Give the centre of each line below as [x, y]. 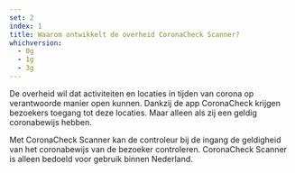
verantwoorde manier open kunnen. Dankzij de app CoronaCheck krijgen [145, 103]
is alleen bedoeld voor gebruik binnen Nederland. [101, 159]
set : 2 [22, 18]
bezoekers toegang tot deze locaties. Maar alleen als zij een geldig [133, 113]
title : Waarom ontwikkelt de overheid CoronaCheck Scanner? [125, 34]
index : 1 [26, 26]
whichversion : [36, 43]
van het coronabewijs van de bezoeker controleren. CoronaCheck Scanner [148, 149]
